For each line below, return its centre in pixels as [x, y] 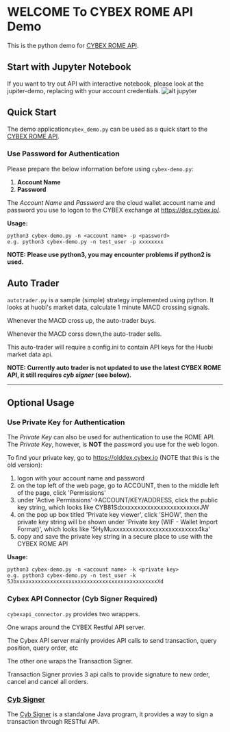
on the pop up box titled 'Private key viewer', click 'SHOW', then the [112, 515]
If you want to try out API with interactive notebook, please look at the [105, 84]
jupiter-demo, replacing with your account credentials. [84, 90]
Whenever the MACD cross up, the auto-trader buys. [81, 320]
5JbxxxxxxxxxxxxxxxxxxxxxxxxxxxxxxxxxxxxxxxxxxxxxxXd [86, 582]
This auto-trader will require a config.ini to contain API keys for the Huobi [110, 347]
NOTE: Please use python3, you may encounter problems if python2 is [109, 254]
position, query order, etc [43, 648]
